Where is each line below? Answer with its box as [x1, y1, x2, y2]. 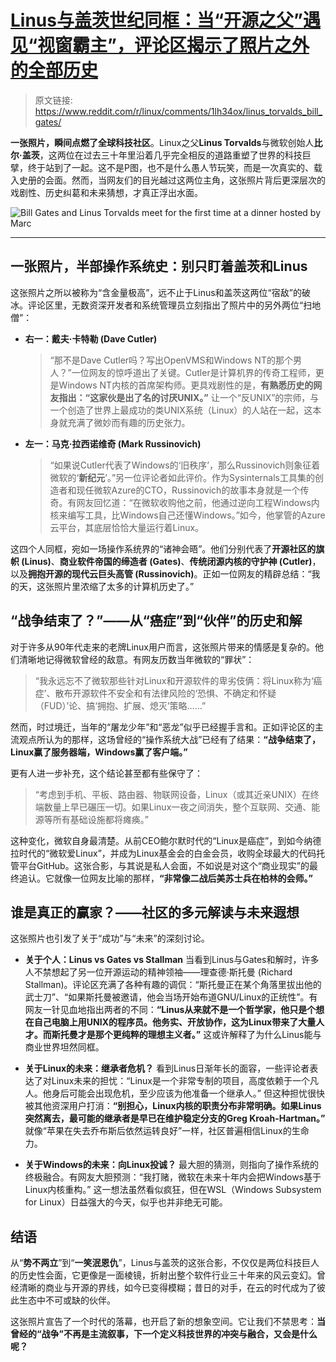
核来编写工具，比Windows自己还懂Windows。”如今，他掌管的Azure [49, 509, 326, 521]
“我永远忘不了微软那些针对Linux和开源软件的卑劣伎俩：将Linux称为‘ [34, 674, 314, 686]
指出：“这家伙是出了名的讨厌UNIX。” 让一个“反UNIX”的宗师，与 [58, 391, 320, 403]
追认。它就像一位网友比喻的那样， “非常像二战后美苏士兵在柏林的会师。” [18, 872, 314, 884]
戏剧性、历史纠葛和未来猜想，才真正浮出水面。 [10, 186, 203, 198]
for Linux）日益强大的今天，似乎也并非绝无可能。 [24, 1196, 228, 1208]
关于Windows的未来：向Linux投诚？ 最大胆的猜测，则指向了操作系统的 [24, 1159, 319, 1171]
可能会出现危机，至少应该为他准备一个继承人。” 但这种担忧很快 [68, 1087, 325, 1100]
